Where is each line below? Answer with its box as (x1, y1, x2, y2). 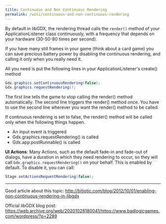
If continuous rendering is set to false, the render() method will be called (5, 114, 152, 120)
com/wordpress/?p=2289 (5, 213, 57, 219)
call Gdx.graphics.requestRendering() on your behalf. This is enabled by (5, 159, 152, 166)
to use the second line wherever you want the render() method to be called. (5, 104, 159, 110)
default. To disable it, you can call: (5, 165, 75, 171)
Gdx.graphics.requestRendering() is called (12, 134, 99, 140)
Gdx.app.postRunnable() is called (12, 139, 81, 145)
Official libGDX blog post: (5, 203, 57, 209)
